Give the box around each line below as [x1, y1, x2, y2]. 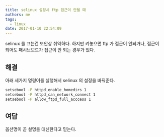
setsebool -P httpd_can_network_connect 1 [5, 92, 96, 97]
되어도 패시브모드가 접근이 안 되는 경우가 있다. [5, 47, 96, 53]
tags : [5, 17, 17, 22]
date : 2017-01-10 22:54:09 [5, 26, 62, 31]
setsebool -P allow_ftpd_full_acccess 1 [5, 97, 92, 102]
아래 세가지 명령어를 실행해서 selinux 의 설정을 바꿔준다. [5, 77, 115, 83]
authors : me [5, 12, 30, 17]
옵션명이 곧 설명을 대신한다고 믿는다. [5, 126, 76, 132]
